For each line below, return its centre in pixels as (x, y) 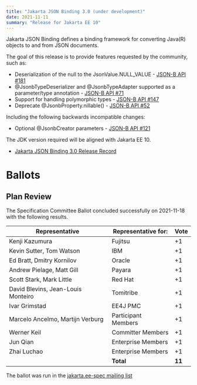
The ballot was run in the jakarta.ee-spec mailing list (69, 376)
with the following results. (37, 217)
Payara (121, 270)
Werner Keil (25, 333)
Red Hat (123, 280)
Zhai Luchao (26, 351)
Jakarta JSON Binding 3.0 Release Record (65, 151)
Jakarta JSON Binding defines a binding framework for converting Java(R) (96, 39)
